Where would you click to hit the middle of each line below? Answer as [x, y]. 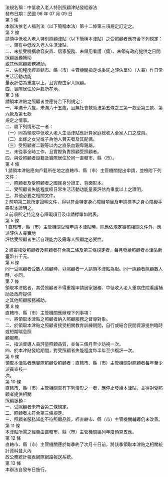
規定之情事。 [18, 120]
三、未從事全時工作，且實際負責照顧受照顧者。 [53, 151]
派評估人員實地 [20, 233]
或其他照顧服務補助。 [27, 64]
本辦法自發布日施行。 [27, 469]
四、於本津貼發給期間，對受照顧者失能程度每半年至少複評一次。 [71, 350]
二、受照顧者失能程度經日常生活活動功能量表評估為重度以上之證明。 [75, 189]
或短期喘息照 [18, 332]
